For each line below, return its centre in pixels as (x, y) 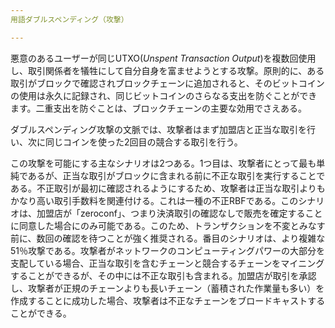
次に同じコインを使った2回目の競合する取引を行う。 (135, 142)
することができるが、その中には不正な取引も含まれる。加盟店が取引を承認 (163, 275)
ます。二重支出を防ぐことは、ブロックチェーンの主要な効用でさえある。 (158, 108)
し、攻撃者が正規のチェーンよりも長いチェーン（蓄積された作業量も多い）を (167, 288)
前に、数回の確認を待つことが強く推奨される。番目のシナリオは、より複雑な (168, 238)
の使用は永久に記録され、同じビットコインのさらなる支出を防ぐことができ (164, 95)
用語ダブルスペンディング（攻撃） (69, 19)
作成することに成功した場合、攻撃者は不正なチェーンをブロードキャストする (168, 300)
